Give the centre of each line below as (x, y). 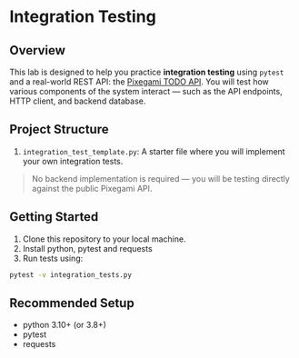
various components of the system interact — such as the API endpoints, (146, 91)
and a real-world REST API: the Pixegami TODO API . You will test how (140, 82)
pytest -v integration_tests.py (70, 274)
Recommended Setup (72, 303)
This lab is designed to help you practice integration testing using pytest (147, 72)
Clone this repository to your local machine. (104, 239)
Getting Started (54, 217)
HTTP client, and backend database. (78, 101)
